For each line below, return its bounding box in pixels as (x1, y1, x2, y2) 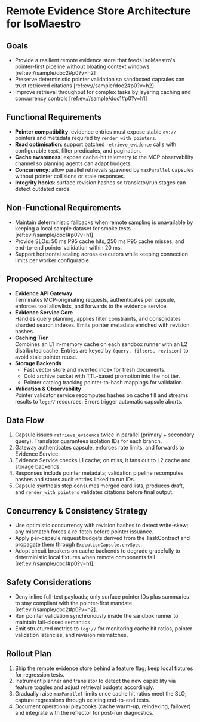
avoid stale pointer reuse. (14, 353, 78, 360)
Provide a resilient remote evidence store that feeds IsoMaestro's (14, 57, 176, 63)
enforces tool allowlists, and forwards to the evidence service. (14, 302, 168, 310)
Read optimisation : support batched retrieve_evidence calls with (14, 141, 177, 148)
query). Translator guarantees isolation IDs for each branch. (14, 438, 162, 445)
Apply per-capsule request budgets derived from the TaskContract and (14, 535, 190, 542)
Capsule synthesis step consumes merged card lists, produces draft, (14, 482, 184, 489)
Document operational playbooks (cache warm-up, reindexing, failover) (14, 702, 191, 710)
